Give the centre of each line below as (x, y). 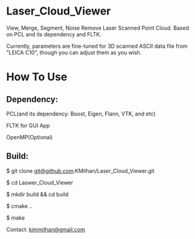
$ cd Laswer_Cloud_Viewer (40, 182)
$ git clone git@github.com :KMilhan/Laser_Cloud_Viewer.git (81, 171)
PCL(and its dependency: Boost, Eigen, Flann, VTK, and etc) (81, 114)
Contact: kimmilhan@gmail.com (46, 229)
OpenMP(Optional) (30, 137)
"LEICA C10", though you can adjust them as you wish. (74, 52)
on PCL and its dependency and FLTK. (54, 34)
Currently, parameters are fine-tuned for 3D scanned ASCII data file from (97, 46)
